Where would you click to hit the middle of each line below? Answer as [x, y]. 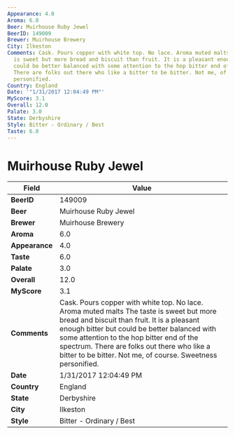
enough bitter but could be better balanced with [138, 329]
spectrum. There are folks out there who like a [135, 347]
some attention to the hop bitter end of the [129, 337]
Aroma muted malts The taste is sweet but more [138, 312]
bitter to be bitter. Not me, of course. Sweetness [138, 355]
